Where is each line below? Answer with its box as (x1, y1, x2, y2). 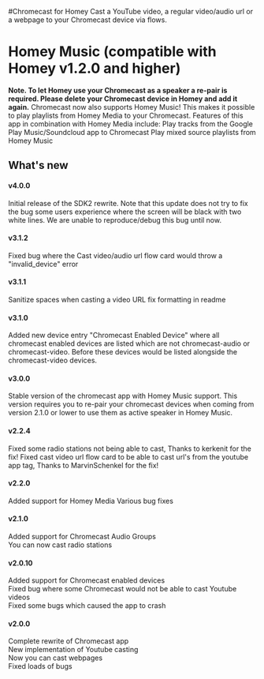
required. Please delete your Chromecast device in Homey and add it (8, 94, 238, 103)
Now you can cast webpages (8, 653, 103, 662)
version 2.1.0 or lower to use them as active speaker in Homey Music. (8, 408, 233, 418)
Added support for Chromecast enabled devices (8, 576, 165, 585)
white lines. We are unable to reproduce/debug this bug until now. (8, 215, 222, 224)
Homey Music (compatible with (8, 43, 217, 61)
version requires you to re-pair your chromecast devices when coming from (8, 400, 255, 409)
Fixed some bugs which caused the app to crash (8, 601, 166, 610)
